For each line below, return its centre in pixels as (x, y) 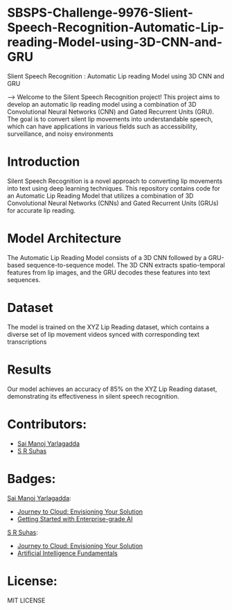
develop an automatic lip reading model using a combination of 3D (102, 104)
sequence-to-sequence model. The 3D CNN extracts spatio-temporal (126, 265)
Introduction (44, 162)
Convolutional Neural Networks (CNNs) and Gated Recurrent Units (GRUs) (113, 203)
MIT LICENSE (26, 600)
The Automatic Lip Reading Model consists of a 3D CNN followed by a (107, 257)
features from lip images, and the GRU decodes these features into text (109, 272)
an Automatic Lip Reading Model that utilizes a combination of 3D (100, 195)
